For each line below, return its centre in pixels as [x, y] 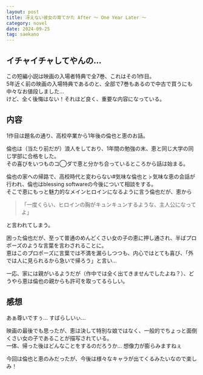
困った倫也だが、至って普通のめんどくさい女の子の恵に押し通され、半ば [96, 237]
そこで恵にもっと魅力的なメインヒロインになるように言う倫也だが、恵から [99, 191]
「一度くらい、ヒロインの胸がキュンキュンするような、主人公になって [109, 204]
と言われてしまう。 [30, 225]
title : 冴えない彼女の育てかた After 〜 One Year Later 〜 [76, 18]
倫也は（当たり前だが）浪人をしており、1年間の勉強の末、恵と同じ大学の [98, 148]
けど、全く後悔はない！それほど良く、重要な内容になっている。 [86, 99]
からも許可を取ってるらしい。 [91, 281]
